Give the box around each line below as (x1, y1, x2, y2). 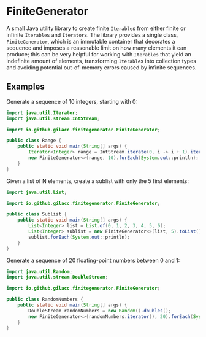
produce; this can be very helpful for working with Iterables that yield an (6, 50, 191, 58)
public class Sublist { (6, 211, 67, 217)
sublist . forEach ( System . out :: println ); (28, 234, 131, 240)
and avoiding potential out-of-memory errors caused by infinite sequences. (6, 63, 197, 71)
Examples (6, 82, 45, 92)
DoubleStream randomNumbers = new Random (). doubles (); (28, 308, 172, 314)
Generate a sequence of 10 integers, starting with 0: (6, 98, 138, 105)
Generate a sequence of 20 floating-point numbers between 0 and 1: (6, 257, 180, 264)
